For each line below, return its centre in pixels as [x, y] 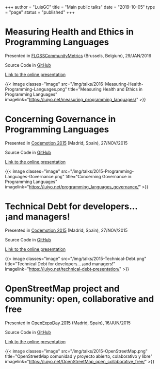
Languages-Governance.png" [35, 176]
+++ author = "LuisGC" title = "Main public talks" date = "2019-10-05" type [80, 7]
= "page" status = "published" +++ [40, 12]
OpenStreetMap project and [62, 289]
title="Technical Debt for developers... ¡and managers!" [60, 264]
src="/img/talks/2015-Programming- [98, 171]
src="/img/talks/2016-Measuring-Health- [102, 84]
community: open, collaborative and [80, 299]
